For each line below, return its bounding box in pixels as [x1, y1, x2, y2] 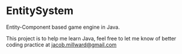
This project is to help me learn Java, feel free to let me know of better [6, 35, 177, 42]
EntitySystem [6, 4, 74, 18]
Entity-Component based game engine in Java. [6, 23, 120, 31]
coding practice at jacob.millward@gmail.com [6, 41, 117, 48]
